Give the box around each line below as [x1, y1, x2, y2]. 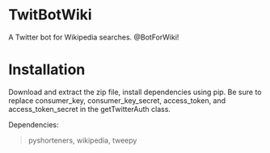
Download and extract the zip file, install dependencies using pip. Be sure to [8, 87, 262, 97]
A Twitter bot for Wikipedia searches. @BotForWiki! [8, 32, 179, 42]
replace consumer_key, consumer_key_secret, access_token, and [8, 95, 226, 105]
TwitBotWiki [8, 6, 92, 24]
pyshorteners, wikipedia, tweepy [27, 135, 137, 145]
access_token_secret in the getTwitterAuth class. [8, 104, 171, 114]
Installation [8, 60, 86, 79]
